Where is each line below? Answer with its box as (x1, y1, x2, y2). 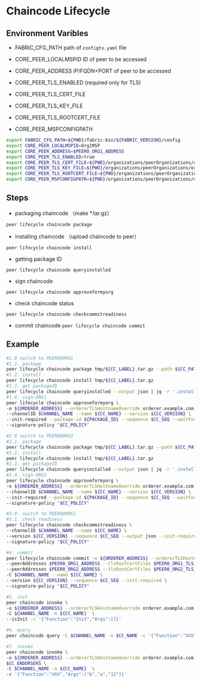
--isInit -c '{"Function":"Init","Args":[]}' (6, 616, 121, 622)
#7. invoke (6, 643, 33, 649)
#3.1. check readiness (6, 517, 63, 523)
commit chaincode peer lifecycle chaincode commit (14, 321, 145, 329)
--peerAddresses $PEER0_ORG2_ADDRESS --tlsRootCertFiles (6, 566, 151, 572)
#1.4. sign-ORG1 (6, 394, 47, 400)
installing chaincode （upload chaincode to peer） (14, 232, 140, 240)
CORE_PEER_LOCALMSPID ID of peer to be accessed (14, 56, 147, 62)
